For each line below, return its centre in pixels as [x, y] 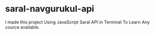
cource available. [22, 27]
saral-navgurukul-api [50, 9]
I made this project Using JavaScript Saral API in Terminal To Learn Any [77, 22]
